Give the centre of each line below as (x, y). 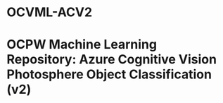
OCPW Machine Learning (82, 45)
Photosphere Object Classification (109, 74)
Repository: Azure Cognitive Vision (112, 60)
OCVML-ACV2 (50, 12)
